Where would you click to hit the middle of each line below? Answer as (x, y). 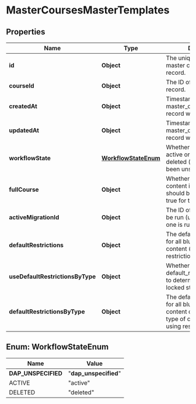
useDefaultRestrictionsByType (52, 277)
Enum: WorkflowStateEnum (57, 347)
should (175, 193)
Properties (26, 32)
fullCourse (24, 189)
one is (174, 225)
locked (175, 287)
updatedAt (24, 130)
